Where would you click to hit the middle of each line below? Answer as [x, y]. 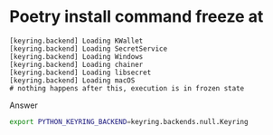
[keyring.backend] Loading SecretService [89, 48]
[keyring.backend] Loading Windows [76, 56]
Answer [24, 105]
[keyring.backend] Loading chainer [76, 64]
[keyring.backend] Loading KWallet [76, 41]
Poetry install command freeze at [136, 17]
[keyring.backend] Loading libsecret [80, 72]
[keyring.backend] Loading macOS [72, 80]
